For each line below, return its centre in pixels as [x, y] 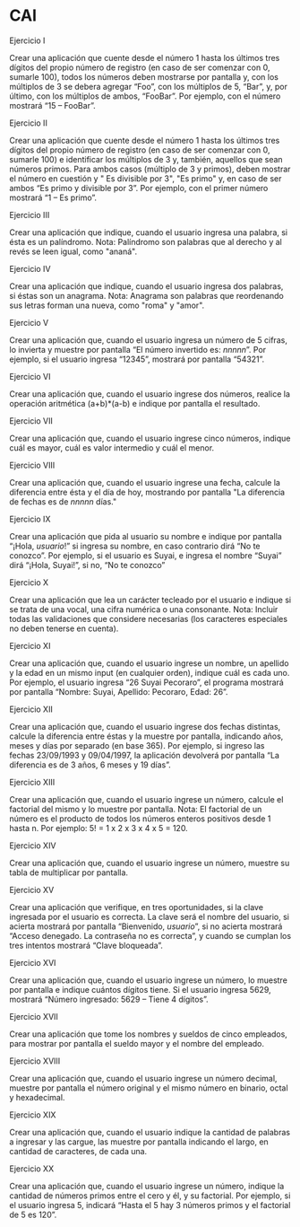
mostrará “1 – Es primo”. [53, 197]
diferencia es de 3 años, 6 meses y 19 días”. [90, 765]
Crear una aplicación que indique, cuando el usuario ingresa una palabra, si [149, 232]
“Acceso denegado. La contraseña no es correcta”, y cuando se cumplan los [150, 935]
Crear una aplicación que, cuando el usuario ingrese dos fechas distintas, [145, 726]
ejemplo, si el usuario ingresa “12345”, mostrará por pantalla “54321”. [137, 359]
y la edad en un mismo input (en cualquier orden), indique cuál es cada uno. [150, 672]
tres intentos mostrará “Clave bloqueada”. [86, 945]
